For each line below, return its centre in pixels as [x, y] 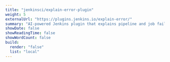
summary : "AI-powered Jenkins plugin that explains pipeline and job [80, 24]
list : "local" [25, 51]
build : [12, 42]
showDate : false [22, 28]
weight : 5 [16, 14]
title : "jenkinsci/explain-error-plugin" [50, 10]
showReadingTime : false [30, 33]
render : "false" [27, 47]
